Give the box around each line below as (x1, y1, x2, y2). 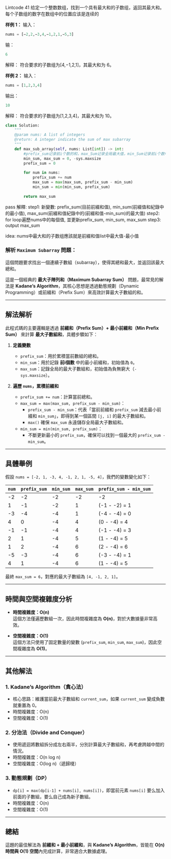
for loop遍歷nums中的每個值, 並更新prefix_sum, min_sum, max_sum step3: (5, 216, 161, 223)
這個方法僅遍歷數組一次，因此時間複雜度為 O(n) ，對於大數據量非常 (12, 616, 154, 622)
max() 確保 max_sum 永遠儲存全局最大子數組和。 (27, 419, 126, 425)
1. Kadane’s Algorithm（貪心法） (5, 683, 87, 690)
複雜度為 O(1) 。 (17, 645, 50, 652)
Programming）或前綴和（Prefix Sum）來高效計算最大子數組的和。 (5, 289, 146, 295)
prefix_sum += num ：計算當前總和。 (20, 394, 95, 400)
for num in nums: (23, 170, 60, 175)
